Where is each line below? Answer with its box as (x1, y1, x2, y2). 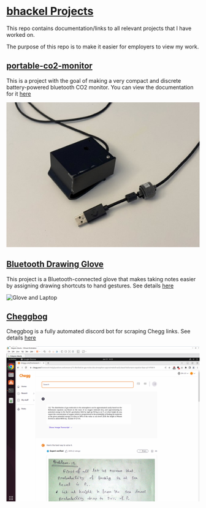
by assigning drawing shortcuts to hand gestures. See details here (6, 282, 174, 289)
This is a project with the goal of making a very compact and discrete (6, 77, 181, 84)
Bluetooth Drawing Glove (6, 259, 104, 270)
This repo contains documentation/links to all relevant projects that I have (6, 25, 192, 32)
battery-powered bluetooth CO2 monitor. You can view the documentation (6, 83, 194, 91)
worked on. (6, 31, 35, 38)
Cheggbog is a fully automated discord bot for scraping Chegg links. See (6, 328, 191, 335)
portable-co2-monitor (6, 61, 93, 71)
